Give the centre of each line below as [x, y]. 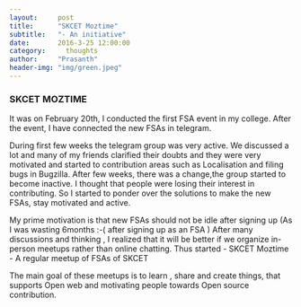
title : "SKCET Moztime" [64, 26]
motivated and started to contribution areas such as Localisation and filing [147, 165]
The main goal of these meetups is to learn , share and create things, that [145, 276]
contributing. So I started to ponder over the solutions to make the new [140, 193]
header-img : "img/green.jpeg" [66, 68]
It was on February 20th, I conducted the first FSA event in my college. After [150, 118]
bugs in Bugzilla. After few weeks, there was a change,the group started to [147, 174]
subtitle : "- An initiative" [68, 34]
